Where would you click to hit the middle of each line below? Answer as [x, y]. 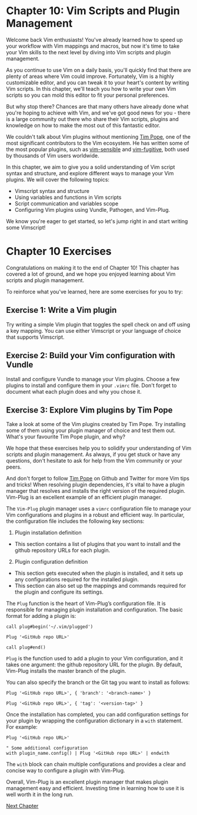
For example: [22, 727]
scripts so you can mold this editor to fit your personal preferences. [88, 95]
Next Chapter [22, 806]
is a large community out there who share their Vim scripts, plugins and [93, 119]
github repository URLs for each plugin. [62, 551]
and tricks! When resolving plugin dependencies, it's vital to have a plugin [96, 485]
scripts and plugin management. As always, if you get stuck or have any [93, 454]
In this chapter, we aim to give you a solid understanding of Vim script [91, 167]
